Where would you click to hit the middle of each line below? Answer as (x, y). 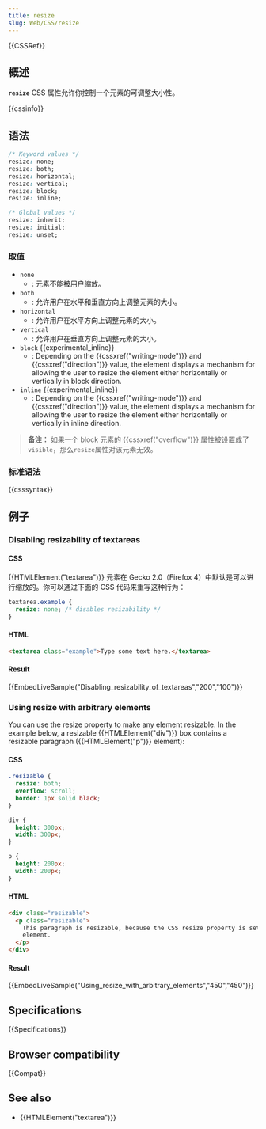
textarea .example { (40, 602)
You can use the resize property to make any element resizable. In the (122, 724)
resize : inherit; (37, 220)
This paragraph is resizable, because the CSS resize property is (134, 928)
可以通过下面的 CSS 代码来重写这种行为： (118, 587)
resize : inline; (35, 199)
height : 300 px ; (40, 827)
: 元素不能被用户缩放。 (68, 284)
